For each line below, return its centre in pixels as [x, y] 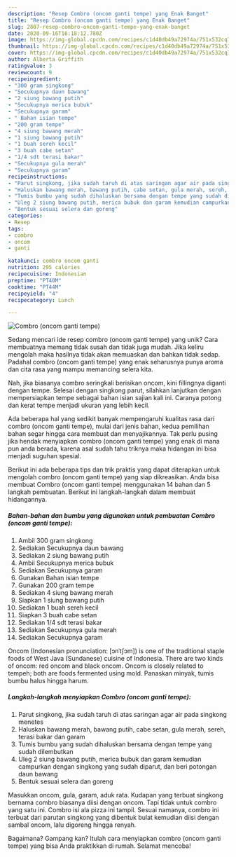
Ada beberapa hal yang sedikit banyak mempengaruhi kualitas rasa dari [111, 419]
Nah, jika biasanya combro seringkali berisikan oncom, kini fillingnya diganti [117, 383]
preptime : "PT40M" [35, 280]
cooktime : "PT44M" [35, 287]
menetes [31, 722]
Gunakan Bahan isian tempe [58, 578]
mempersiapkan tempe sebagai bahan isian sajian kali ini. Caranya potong [115, 398]
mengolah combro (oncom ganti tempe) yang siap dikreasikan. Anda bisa [113, 477]
